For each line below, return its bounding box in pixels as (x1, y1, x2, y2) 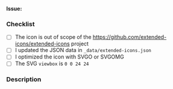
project (71, 40, 89, 47)
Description (6, 75, 42, 84)
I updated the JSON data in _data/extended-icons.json (14, 47, 152, 54)
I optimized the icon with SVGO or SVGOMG (14, 53, 125, 60)
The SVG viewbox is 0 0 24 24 (14, 60, 89, 67)
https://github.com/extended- (92, 33, 167, 41)
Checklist (6, 20, 35, 28)
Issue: (6, 5, 22, 12)
